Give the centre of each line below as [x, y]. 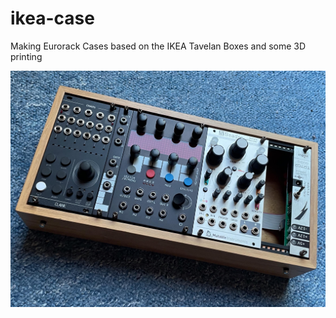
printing [26, 56]
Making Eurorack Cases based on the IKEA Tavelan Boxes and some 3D [158, 46]
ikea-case [52, 18]
